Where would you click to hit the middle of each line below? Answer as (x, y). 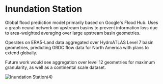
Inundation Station (44, 9)
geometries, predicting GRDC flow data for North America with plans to (77, 47)
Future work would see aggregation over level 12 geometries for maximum (80, 62)
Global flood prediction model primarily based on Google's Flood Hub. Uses (82, 22)
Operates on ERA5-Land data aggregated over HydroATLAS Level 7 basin (79, 42)
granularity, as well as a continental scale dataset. (55, 67)
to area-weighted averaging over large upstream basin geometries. (73, 33)
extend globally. (21, 53)
